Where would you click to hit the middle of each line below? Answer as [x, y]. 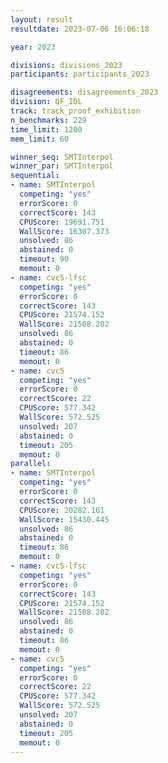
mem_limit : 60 [40, 139]
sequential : [35, 176]
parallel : [31, 464]
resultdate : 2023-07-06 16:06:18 [80, 29]
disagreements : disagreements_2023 [84, 92]
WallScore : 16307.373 [64, 231]
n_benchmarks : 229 [48, 120]
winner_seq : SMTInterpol [62, 157]
